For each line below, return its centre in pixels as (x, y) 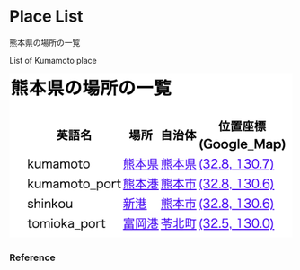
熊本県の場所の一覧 (45, 42)
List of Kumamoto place (53, 60)
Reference (32, 257)
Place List (46, 17)
